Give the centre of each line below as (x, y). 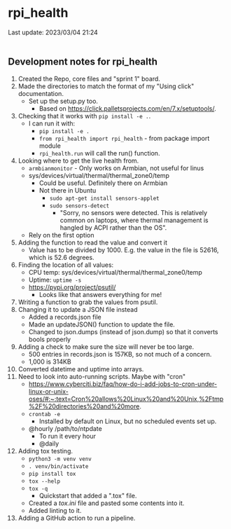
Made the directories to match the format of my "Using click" (106, 86)
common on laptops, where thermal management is (134, 220)
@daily (49, 444)
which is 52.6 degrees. (61, 257)
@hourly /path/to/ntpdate (65, 428)
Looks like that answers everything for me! (100, 294)
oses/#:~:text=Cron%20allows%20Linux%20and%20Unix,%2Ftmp (126, 399)
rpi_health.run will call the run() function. (99, 153)
